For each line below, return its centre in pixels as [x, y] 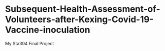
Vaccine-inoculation [48, 30]
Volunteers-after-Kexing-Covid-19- [79, 19]
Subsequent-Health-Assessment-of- [83, 9]
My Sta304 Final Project [30, 43]
